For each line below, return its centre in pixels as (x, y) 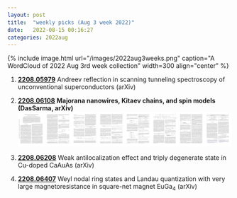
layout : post (27, 15)
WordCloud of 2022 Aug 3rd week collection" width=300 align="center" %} (118, 66)
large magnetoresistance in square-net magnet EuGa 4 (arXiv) (107, 187)
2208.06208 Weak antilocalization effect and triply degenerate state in (122, 157)
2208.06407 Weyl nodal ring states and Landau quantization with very (121, 179)
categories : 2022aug (38, 37)
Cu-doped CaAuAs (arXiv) (56, 165)
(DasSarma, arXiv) (45, 108)
